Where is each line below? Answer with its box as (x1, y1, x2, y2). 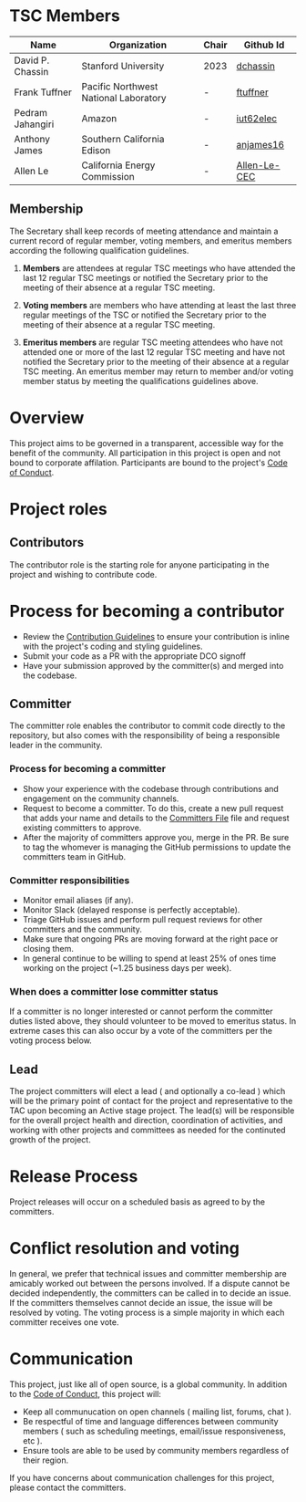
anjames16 (236, 138, 285, 151)
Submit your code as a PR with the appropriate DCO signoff (22, 650, 246, 662)
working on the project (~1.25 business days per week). (22, 963, 232, 974)
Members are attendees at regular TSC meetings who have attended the (22, 262, 296, 274)
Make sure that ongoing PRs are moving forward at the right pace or (22, 934, 279, 944)
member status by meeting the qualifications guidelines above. (22, 375, 259, 386)
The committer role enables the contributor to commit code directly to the (9, 720, 286, 731)
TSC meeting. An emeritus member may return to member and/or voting (22, 366, 294, 377)
